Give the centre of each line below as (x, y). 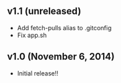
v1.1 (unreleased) (44, 11)
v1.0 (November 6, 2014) (61, 57)
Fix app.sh (32, 35)
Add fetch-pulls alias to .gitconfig (64, 27)
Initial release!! (37, 73)
